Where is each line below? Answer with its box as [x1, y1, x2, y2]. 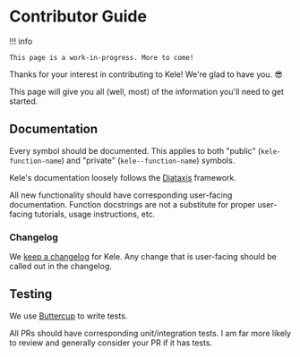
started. [9, 96, 39, 106]
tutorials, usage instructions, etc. [34, 208, 156, 219]
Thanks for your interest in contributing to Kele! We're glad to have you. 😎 [9, 69, 284, 80]
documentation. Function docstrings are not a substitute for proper [9, 199, 256, 209]
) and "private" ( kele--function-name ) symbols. [61, 155, 236, 166]
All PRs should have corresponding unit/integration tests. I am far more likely [9, 327, 292, 338]
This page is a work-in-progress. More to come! [9, 53, 194, 62]
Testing [9, 286, 53, 302]
